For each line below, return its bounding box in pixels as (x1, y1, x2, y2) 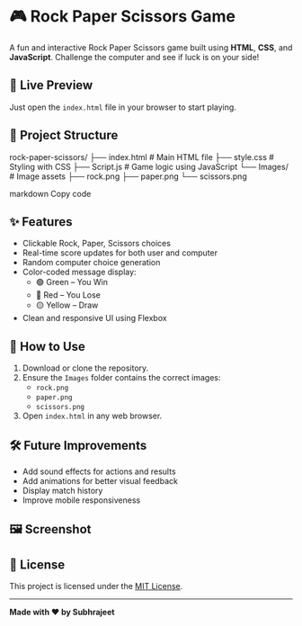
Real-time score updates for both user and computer (22, 247, 218, 258)
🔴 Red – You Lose (35, 290, 102, 300)
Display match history (22, 486, 103, 496)
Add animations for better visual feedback (22, 476, 178, 486)
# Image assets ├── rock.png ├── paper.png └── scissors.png (9, 171, 247, 182)
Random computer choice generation (22, 257, 161, 268)
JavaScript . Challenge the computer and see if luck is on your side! (9, 51, 260, 62)
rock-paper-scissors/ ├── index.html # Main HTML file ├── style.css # (9, 151, 274, 162)
